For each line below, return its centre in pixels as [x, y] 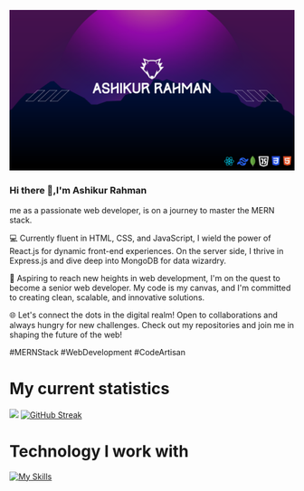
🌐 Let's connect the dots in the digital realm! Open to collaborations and [144, 315]
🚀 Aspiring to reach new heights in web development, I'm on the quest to [145, 278]
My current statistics [90, 388]
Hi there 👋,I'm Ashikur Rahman [78, 191]
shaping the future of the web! [66, 335]
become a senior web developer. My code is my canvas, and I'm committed [150, 288]
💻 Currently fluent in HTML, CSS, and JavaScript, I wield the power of [140, 238]
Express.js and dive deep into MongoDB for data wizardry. [118, 260]
